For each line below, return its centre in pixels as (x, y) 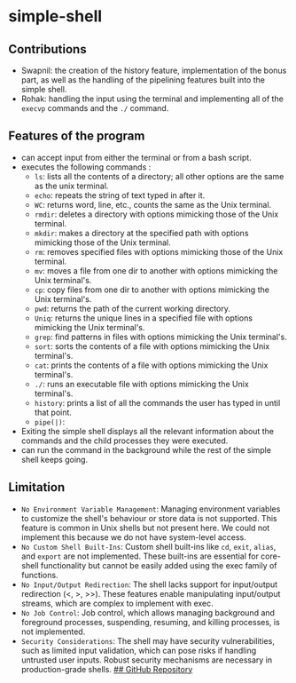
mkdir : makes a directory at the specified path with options (141, 233)
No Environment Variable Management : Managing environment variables (151, 509)
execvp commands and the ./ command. (95, 108)
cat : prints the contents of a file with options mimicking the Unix (151, 365)
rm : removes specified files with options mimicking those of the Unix (159, 251)
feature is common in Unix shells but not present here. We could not (145, 528)
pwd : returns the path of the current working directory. (132, 308)
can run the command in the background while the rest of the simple (146, 449)
